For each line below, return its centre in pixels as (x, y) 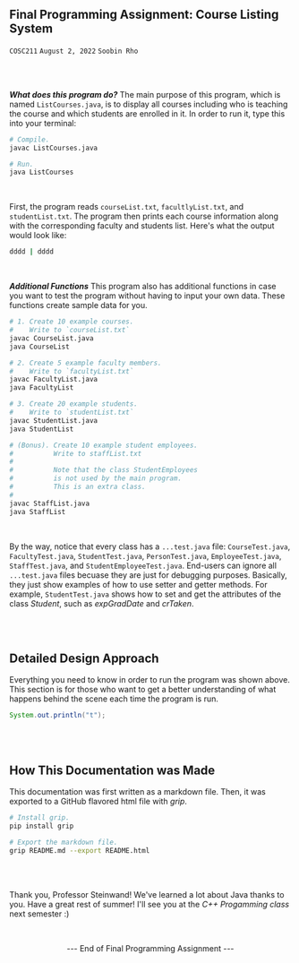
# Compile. (30, 139)
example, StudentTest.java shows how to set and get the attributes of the (145, 594)
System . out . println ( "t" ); (57, 716)
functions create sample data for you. (78, 305)
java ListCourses (42, 172)
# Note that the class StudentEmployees (104, 470)
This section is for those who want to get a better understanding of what (143, 690)
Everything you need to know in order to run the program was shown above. (150, 680)
